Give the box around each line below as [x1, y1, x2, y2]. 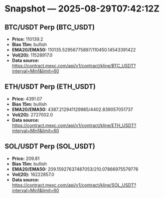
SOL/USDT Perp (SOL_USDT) [4, 142, 95, 150]
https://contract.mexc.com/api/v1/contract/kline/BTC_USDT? [11, 63, 136, 68]
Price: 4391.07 [11, 95, 42, 101]
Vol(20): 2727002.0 [11, 111, 53, 117]
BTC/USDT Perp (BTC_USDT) [4, 23, 95, 31]
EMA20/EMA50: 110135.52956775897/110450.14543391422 [11, 47, 136, 52]
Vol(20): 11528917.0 [11, 52, 53, 58]
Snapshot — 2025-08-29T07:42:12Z [4, 3, 160, 14]
